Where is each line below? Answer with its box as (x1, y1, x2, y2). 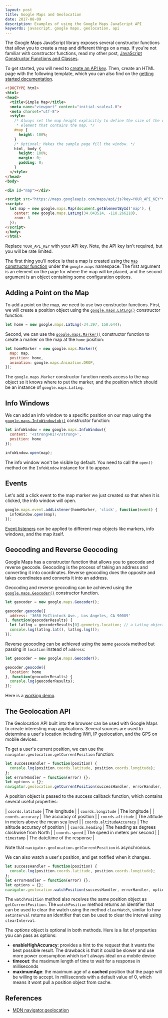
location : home (9, 669, 41, 675)
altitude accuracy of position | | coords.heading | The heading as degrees (5, 824, 156, 830)
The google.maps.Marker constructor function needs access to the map (5, 374, 149, 380)
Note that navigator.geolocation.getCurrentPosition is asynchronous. (5, 844, 151, 851)
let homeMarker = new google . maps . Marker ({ (5, 346, 97, 351)
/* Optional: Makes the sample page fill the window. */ (14, 141, 135, 147)
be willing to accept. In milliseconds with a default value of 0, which (12, 974, 152, 980)
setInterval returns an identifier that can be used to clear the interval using (5, 912, 161, 918)
